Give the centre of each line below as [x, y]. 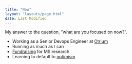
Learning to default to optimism [44, 57]
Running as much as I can [38, 47]
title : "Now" [18, 9]
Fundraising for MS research [41, 51]
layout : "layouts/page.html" [35, 14]
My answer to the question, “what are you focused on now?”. [66, 32]
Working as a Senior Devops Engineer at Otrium [60, 41]
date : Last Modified [26, 18]
